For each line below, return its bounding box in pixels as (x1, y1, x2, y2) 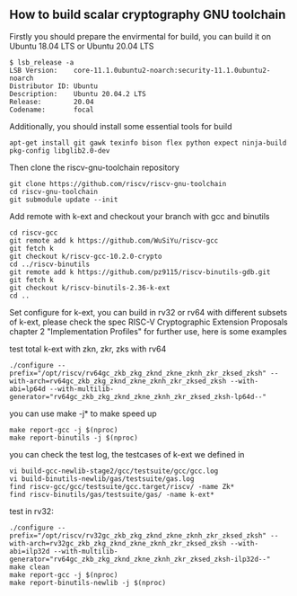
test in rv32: (9, 505, 54, 516)
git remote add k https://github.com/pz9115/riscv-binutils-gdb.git (9, 267, 271, 277)
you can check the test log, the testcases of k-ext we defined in (9, 449, 245, 459)
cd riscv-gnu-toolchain (9, 187, 99, 196)
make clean (9, 562, 50, 572)
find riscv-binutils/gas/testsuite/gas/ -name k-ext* (9, 490, 215, 499)
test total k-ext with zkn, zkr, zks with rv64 (9, 343, 167, 354)
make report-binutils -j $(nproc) (9, 433, 139, 442)
